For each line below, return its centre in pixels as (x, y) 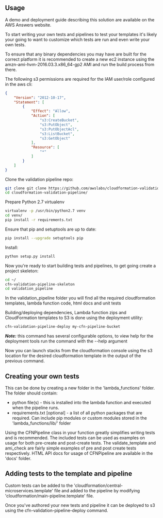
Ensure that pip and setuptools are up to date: (51, 229)
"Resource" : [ (45, 147)
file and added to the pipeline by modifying (97, 490)
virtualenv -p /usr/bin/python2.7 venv (45, 211)
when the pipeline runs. (35, 408)
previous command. (25, 361)
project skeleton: (22, 271)
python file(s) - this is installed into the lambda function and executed (81, 402)
